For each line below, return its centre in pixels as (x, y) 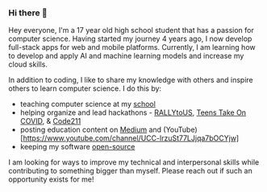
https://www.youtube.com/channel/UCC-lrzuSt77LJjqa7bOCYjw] (131, 138)
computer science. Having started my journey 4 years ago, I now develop (130, 39)
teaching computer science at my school (88, 104)
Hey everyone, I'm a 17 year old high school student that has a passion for (131, 31)
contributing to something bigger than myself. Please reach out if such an (130, 171)
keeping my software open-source (77, 147)
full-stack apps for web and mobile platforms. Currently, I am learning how (132, 47)
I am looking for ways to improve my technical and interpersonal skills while (134, 162)
